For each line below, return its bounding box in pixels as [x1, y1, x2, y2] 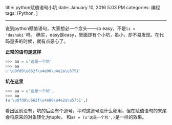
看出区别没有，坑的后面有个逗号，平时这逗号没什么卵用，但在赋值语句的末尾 [5, 108, 167, 114]
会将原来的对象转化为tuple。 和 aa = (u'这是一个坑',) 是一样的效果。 [5, 114, 147, 120]
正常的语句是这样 [5, 49, 41, 55]
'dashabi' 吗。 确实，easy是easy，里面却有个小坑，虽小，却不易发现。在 [5, 32, 160, 38]
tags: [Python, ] [5, 10, 38, 16]
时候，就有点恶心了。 [23, 38, 68, 44]
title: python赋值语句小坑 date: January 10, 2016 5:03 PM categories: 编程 [5, 5, 160, 10]
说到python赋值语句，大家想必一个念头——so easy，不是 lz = [5, 25, 136, 32]
